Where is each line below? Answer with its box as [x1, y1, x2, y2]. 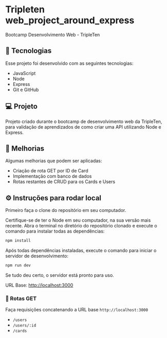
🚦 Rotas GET [5, 295, 37, 302]
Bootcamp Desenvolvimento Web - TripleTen [5, 31, 100, 38]
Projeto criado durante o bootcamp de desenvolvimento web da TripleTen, [5, 118, 162, 124]
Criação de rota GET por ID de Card [12, 168, 88, 174]
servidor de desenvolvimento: [5, 253, 68, 259]
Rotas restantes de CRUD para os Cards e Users [12, 179, 116, 185]
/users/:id [12, 323, 36, 328]
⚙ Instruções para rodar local [5, 193, 102, 202]
